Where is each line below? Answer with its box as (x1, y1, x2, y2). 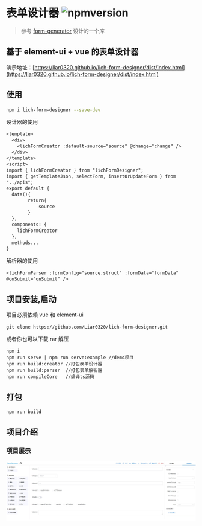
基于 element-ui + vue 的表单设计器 (6, 47, 139, 57)
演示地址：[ (6, 63, 35, 71)
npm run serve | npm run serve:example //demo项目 (6, 354, 134, 361)
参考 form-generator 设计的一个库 (20, 27, 105, 34)
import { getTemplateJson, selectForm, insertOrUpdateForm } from (6, 173, 176, 179)
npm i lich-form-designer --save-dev (6, 107, 101, 113)
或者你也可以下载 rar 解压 (6, 335, 69, 342)
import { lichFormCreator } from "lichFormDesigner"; (6, 167, 144, 173)
